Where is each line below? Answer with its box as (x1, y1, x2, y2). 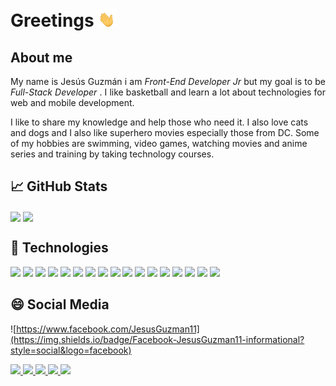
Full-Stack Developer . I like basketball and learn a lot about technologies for (10, 86, 326, 98)
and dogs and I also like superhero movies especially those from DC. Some (10, 126, 320, 138)
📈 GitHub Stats (10, 178, 108, 195)
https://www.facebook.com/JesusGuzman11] (16, 323, 200, 335)
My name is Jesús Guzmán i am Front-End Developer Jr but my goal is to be (10, 75, 327, 87)
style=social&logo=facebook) (10, 344, 132, 356)
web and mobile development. (10, 96, 135, 108)
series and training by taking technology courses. (10, 148, 215, 160)
